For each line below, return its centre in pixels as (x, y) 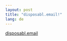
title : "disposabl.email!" (34, 14)
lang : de (14, 19)
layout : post (19, 10)
